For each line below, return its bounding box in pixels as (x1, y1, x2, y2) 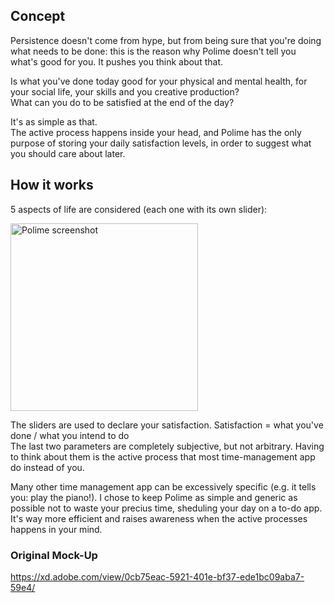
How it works (10, 177, 94, 194)
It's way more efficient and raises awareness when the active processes (10, 512, 308, 524)
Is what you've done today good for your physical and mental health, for (10, 75, 308, 87)
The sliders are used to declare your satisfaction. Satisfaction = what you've (10, 419, 324, 431)
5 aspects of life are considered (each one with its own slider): (10, 203, 268, 215)
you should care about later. (10, 147, 126, 159)
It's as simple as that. (10, 115, 98, 128)
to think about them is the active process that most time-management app (10, 450, 316, 463)
